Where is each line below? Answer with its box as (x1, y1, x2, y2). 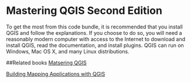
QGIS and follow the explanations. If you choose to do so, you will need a (6, 29, 183, 36)
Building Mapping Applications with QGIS (6, 70, 105, 77)
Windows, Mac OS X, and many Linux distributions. (6, 48, 130, 55)
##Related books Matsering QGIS (6, 59, 87, 66)
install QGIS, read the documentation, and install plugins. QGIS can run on (6, 42, 185, 49)
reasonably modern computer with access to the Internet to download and (6, 35, 186, 42)
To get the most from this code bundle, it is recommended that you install (6, 23, 183, 30)
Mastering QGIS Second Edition (6, 4, 163, 17)
